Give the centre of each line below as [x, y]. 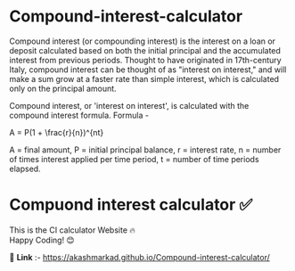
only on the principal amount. [63, 88]
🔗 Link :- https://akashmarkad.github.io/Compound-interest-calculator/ [139, 257]
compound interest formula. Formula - [79, 115]
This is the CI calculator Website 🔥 [73, 230]
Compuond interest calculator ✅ [131, 205]
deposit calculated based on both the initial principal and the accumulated [145, 50]
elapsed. [25, 168]
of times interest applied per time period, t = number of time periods [135, 159]
